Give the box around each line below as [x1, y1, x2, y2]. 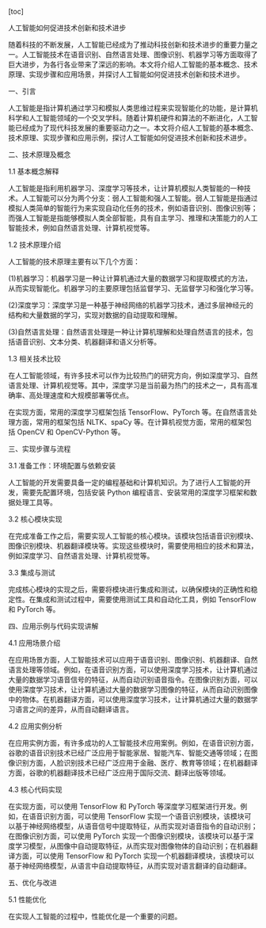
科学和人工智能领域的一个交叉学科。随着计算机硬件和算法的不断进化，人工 [8, 113, 251, 122]
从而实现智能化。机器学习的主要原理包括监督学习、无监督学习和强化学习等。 [8, 284, 258, 292]
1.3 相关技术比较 [8, 354, 61, 363]
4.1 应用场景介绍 [8, 638, 61, 647]
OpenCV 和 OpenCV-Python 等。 [17, 427, 125, 437]
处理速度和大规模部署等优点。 [35, 391, 133, 399]
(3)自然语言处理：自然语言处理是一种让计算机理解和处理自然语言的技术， [8, 327, 247, 336]
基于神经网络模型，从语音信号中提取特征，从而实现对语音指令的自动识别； [14, 822, 258, 831]
